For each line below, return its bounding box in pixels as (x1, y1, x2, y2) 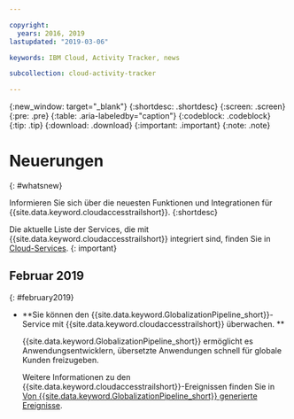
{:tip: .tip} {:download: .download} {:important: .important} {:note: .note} (9, 120, 271, 131)
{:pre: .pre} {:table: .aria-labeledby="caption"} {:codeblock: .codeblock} (9, 111, 272, 121)
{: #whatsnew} (9, 181, 63, 191)
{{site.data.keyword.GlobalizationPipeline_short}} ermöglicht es (21, 336, 254, 346)
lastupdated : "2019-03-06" (9, 37, 109, 46)
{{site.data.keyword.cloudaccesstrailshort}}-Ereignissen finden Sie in (21, 381, 275, 392)
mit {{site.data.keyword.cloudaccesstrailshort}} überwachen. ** (51, 318, 285, 329)
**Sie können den (21, 309, 90, 320)
